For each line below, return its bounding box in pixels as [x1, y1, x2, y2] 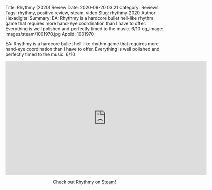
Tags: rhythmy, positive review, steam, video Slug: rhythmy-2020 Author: [5, 10, 157, 16]
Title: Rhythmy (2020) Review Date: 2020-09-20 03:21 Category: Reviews [5, 5, 159, 10]
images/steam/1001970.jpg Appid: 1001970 [5, 31, 94, 37]
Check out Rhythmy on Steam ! [53, 179, 116, 185]
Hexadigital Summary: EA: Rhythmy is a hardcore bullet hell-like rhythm [5, 15, 154, 21]
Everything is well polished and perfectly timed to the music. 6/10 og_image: [5, 26, 164, 32]
